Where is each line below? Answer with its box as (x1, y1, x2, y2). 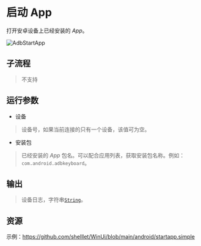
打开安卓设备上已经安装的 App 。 (6, 27, 88, 34)
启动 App (6, 5, 52, 20)
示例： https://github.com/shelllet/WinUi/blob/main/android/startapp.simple (6, 233, 196, 241)
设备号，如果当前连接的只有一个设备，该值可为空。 (21, 126, 150, 133)
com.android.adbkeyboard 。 (21, 159, 90, 167)
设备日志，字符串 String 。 (21, 196, 87, 203)
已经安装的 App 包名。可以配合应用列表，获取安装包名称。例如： (21, 151, 185, 159)
